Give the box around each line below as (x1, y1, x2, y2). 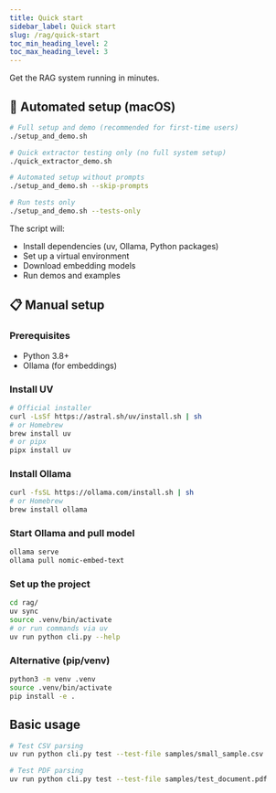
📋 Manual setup (9, 298, 105, 313)
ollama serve (9, 547, 59, 557)
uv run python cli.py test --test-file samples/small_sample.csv (9, 750, 263, 759)
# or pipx (9, 438, 48, 447)
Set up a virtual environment (22, 250, 130, 261)
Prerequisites (9, 330, 70, 343)
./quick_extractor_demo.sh (9, 156, 112, 165)
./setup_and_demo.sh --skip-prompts (9, 182, 149, 191)
